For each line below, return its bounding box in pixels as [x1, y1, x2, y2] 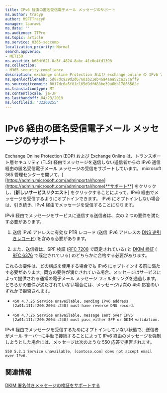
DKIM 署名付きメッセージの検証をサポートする [5, 382, 100, 388]
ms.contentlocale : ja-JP [5, 91, 57, 96]
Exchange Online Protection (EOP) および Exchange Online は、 [5, 153, 135, 159]
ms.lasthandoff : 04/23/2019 [5, 95, 64, 100]
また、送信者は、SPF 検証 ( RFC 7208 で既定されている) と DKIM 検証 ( [12, 246, 157, 252]
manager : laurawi [5, 21, 41, 26]
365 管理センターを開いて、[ [5, 172, 64, 178]
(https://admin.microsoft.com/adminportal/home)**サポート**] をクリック [5, 183, 157, 190]
